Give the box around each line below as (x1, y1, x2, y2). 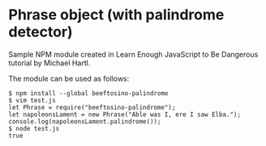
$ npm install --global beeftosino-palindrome (8, 89, 169, 98)
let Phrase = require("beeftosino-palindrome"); (8, 103, 176, 111)
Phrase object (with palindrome (8, 6, 225, 24)
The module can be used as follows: (8, 73, 130, 83)
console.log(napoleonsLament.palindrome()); (8, 117, 161, 126)
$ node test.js (8, 124, 60, 132)
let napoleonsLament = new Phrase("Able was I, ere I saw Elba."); (8, 111, 242, 119)
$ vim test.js (8, 96, 57, 104)
